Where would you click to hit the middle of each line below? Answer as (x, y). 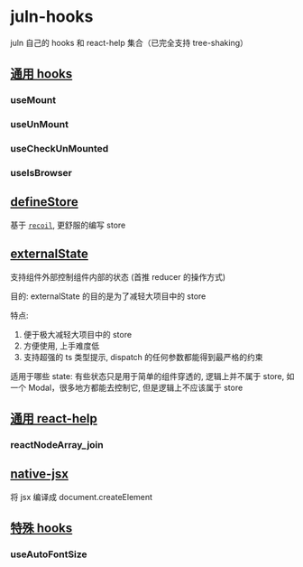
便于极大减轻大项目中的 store (78, 334)
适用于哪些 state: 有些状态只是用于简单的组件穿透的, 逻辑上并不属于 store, (147, 376)
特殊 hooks (41, 529)
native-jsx (39, 474)
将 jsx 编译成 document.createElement (81, 497)
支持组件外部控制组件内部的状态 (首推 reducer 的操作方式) (118, 276)
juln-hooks (52, 17)
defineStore (45, 202)
